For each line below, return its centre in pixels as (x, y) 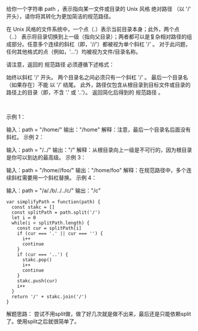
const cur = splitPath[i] (49, 228)
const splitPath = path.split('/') (56, 212)
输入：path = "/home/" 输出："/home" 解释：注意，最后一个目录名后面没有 (98, 129)
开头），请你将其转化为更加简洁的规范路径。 (60, 16)
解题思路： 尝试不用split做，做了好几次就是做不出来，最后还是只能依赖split (99, 314)
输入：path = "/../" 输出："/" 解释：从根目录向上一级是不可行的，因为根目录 (99, 150)
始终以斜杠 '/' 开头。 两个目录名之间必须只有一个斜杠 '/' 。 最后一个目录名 (97, 77)
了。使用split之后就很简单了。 (43, 321)
